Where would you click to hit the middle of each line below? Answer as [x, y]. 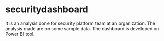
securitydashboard [47, 9]
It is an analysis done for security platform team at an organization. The [80, 23]
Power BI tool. [20, 34]
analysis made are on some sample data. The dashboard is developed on [82, 28]
